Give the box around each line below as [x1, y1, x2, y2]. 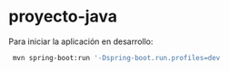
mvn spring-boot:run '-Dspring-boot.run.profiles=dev [12, 53, 221, 62]
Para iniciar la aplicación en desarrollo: [8, 36, 154, 47]
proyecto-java [8, 6, 117, 27]
